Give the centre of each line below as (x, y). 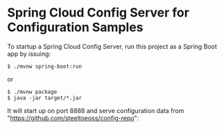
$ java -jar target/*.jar (44, 98)
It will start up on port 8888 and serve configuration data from (96, 110)
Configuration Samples (75, 27)
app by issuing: (29, 54)
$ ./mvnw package (32, 92)
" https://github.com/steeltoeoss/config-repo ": (73, 118)
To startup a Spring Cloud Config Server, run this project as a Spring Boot (112, 46)
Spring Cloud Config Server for (98, 13)
